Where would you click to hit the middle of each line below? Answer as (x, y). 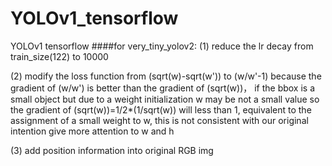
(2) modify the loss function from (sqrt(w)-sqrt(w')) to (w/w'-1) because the (166, 76)
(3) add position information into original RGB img (112, 150)
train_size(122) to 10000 (59, 56)
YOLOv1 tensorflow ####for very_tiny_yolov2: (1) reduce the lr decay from (162, 46)
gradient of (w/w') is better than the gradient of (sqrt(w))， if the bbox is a (163, 88)
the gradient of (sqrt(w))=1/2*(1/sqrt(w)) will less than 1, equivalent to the (161, 109)
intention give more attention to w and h (92, 131)
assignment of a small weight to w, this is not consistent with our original (159, 120)
